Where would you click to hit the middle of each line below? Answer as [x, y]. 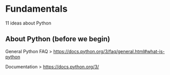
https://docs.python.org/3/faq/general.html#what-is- [109, 51]
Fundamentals [36, 9]
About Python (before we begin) [58, 39]
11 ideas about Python [28, 23]
